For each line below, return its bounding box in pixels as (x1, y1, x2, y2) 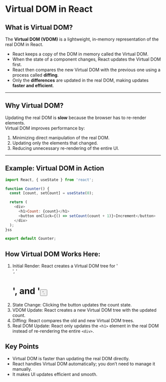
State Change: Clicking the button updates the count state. (12, 302, 132, 307)
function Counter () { (5, 186, 50, 191)
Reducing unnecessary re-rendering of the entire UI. (12, 145, 120, 151)
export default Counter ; (5, 236, 56, 241)
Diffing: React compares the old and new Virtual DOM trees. (12, 318, 134, 323)
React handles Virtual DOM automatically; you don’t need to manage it (12, 361, 156, 367)
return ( (9, 200, 28, 205)
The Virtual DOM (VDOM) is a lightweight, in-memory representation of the (5, 36, 159, 42)
